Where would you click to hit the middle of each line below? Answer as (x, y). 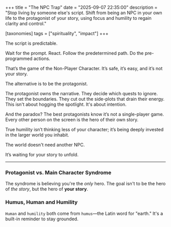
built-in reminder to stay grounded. (42, 219)
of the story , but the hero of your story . (47, 189)
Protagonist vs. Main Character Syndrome (59, 173)
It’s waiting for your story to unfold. (42, 154)
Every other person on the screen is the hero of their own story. (72, 120)
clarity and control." (26, 23)
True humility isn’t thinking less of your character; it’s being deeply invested (84, 130)
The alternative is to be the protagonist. (47, 84)
